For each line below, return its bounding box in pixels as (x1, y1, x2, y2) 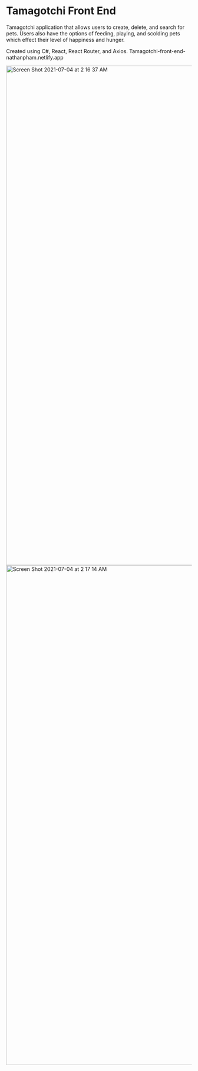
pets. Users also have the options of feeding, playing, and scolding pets (6, 29, 180, 37)
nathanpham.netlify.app (6, 54, 64, 61)
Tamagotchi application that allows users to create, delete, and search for (6, 24, 184, 31)
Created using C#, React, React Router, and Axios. (6, 47, 128, 54)
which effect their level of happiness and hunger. (6, 36, 125, 43)
